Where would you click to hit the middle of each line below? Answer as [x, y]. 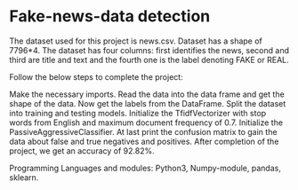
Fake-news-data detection [110, 16]
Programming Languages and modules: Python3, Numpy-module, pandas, [145, 168]
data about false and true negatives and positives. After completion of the [144, 141]
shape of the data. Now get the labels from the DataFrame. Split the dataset [148, 103]
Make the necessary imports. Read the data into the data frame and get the [147, 94]
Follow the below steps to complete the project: [97, 76]
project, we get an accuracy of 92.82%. [82, 150]
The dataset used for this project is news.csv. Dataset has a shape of [136, 41]
